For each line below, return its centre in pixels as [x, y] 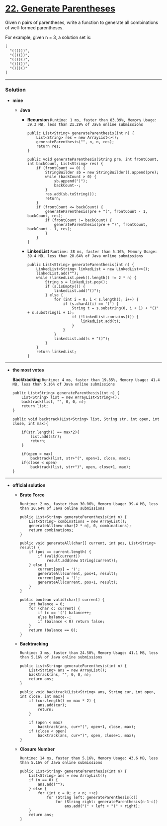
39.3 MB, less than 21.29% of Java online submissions [85, 125]
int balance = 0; [47, 604]
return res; [49, 146]
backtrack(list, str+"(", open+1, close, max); [81, 459]
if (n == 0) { [43, 780]
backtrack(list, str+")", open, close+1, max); [81, 467]
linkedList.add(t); [101, 321]
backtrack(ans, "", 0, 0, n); [60, 675]
